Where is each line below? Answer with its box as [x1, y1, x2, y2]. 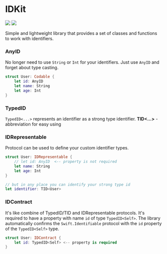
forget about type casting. [5, 65, 59, 71]
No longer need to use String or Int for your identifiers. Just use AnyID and [5, 59, 160, 65]
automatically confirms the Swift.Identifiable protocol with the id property [5, 220, 162, 226]
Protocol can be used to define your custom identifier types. [5, 145, 129, 151]
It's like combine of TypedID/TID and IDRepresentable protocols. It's [5, 210, 145, 216]
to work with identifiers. [5, 35, 54, 41]
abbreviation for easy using [5, 121, 61, 127]
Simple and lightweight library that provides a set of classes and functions [5, 30, 158, 36]
